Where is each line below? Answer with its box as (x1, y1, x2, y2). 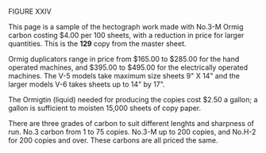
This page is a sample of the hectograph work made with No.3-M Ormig (8, 22, 244, 31)
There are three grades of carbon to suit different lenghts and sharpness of (8, 119, 255, 128)
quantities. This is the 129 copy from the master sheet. (8, 39, 187, 48)
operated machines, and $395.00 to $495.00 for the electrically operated (8, 63, 249, 72)
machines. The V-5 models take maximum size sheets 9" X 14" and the (8, 71, 241, 80)
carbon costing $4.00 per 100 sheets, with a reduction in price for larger (8, 31, 245, 40)
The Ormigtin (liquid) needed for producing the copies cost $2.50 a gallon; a (8, 95, 258, 104)
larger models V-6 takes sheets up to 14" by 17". (8, 79, 165, 89)
